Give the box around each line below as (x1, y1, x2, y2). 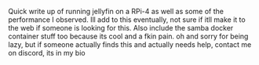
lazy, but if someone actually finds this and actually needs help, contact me (8, 40, 252, 49)
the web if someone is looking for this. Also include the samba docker (8, 23, 234, 32)
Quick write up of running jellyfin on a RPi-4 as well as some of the (8, 7, 224, 16)
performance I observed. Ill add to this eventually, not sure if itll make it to (8, 15, 246, 24)
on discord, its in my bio (8, 49, 86, 57)
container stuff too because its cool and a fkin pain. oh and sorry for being (8, 31, 249, 41)
